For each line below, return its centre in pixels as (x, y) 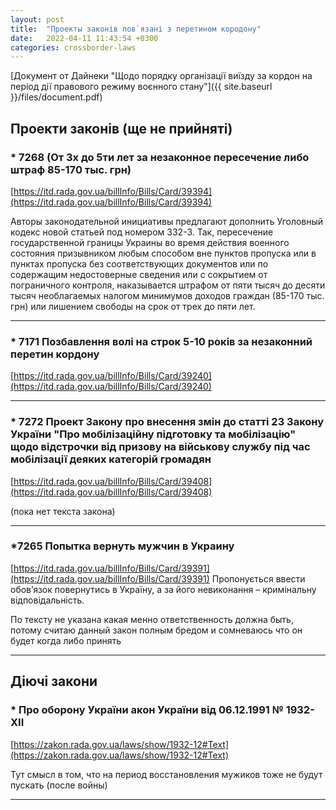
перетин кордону (55, 354)
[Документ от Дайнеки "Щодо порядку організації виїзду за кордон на (161, 76)
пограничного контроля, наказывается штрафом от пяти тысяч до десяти (168, 285)
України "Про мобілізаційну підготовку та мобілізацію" (153, 434)
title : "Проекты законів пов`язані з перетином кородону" (136, 29)
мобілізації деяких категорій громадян (111, 459)
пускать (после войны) (59, 785)
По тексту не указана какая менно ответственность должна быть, (152, 619)
